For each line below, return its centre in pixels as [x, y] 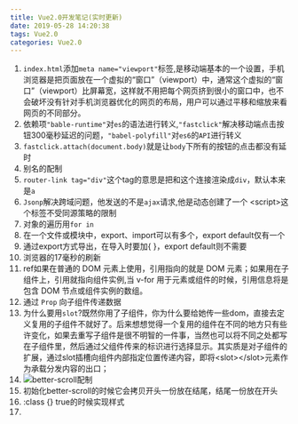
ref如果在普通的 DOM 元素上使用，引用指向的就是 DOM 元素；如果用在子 [156, 268]
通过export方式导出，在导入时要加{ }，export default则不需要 [135, 246]
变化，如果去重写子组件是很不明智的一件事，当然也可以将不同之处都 [155, 335]
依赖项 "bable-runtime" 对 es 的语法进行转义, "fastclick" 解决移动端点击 [150, 124]
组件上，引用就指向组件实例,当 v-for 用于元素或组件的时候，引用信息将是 [156, 280]
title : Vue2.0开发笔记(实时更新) [67, 17]
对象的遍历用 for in [58, 224]
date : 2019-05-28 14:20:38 [60, 26]
